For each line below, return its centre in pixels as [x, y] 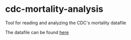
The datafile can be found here [37, 32]
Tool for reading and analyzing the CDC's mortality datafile [66, 23]
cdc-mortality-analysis [54, 9]
